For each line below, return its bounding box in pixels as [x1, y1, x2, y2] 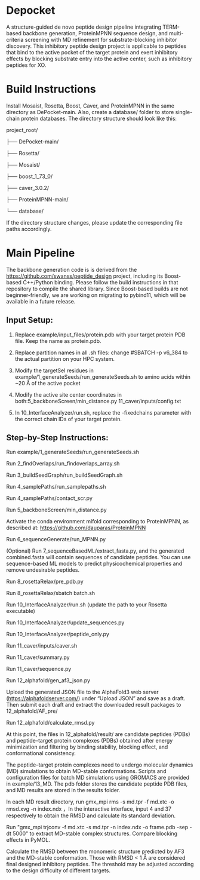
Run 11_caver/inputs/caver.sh [6, 642, 78, 649]
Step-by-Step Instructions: [6, 433, 109, 443]
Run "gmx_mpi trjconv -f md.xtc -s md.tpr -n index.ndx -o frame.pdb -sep [6, 824, 189, 831]
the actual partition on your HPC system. [14, 355, 115, 362]
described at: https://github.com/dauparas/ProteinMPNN [6, 524, 146, 532]
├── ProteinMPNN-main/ [6, 195, 69, 203]
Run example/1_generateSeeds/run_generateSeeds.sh [6, 449, 139, 456]
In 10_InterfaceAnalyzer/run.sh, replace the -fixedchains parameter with [14, 409, 192, 416]
